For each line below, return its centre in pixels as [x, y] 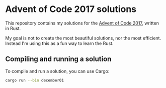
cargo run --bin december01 [35, 80]
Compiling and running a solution [58, 59]
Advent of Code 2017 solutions [71, 9]
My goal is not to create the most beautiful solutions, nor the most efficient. [83, 38]
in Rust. [13, 28]
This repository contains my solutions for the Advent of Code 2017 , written [82, 23]
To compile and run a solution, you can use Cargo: [57, 71]
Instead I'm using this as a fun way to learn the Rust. [59, 43]
